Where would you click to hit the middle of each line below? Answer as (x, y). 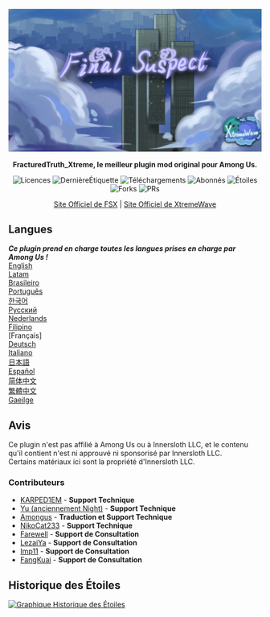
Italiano (20, 353)
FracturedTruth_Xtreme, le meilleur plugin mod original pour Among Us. (135, 164)
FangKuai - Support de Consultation (81, 560)
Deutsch (22, 344)
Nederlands (28, 319)
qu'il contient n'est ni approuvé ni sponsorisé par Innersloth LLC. (115, 453)
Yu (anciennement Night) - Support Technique (98, 508)
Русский (23, 310)
